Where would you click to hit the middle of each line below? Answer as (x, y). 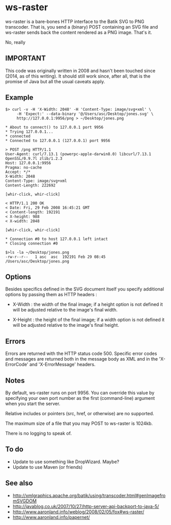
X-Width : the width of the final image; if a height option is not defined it (88, 304)
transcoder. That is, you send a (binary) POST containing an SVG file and (82, 27)
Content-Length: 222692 (31, 185)
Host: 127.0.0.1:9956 (28, 163)
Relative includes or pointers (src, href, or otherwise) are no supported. (80, 413)
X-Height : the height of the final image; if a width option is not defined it (89, 320)
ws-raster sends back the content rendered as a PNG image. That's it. (79, 32)
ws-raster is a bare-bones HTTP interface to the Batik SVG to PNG (75, 21)
